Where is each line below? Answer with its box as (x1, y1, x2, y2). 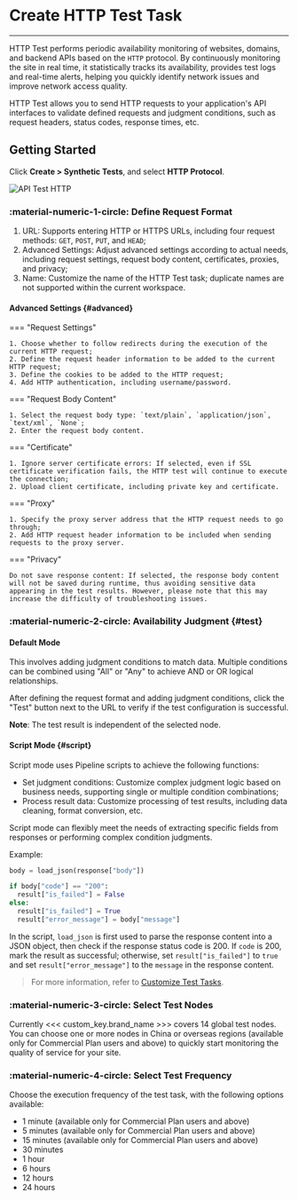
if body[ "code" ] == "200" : (9, 882, 109, 891)
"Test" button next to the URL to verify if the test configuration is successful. (9, 702, 289, 713)
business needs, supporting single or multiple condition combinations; (21, 786, 279, 797)
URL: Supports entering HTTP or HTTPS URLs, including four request (21, 225, 275, 236)
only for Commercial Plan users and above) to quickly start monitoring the (9, 1038, 279, 1048)
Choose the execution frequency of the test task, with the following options (9, 1089, 284, 1101)
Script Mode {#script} (9, 739, 92, 750)
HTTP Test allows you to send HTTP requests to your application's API (9, 98, 267, 108)
